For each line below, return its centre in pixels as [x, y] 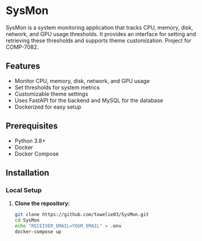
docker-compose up [38, 232]
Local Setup [24, 190]
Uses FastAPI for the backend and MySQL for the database [89, 100]
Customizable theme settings [51, 94]
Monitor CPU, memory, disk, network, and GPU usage [82, 81]
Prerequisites [32, 126]
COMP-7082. [22, 47]
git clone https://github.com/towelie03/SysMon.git [81, 215]
